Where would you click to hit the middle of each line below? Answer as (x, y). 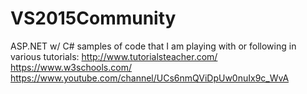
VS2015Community (93, 18)
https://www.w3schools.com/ (71, 67)
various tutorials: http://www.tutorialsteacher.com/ (114, 56)
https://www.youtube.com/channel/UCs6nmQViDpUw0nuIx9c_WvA (150, 78)
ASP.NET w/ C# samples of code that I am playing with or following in (153, 46)
